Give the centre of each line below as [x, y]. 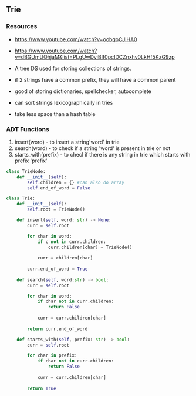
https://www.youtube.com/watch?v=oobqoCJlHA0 [76, 39]
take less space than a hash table [55, 114]
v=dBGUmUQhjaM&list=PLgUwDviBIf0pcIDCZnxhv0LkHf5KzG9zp [94, 57]
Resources [22, 26]
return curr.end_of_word [58, 329]
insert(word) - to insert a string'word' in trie [67, 142]
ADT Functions [28, 129]
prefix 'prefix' [31, 161]
